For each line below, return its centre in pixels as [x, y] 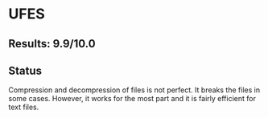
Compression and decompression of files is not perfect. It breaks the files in [134, 90]
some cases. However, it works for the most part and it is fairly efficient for [132, 99]
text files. [24, 107]
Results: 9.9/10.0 [52, 44]
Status [25, 70]
